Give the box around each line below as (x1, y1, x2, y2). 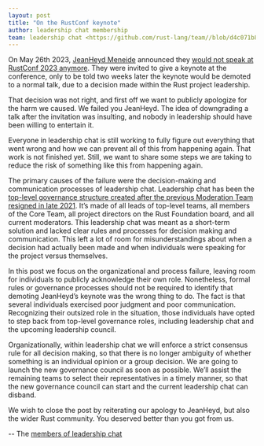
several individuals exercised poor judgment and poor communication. (8, 300, 236, 309)
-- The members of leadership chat (8, 429, 123, 439)
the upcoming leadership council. (8, 325, 116, 334)
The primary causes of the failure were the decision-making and (8, 176, 217, 186)
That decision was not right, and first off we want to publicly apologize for (8, 95, 247, 105)
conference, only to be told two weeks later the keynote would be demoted (8, 72, 251, 81)
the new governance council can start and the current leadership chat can (8, 382, 249, 392)
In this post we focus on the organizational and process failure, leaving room (8, 267, 256, 276)
